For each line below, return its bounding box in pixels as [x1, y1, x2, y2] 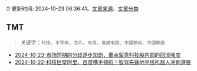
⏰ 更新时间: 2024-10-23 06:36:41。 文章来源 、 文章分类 [6, 5, 139, 12]
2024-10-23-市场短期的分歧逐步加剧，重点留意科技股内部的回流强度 [14, 51, 181, 58]
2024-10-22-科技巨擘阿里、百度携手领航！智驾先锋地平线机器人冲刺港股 [14, 58, 191, 66]
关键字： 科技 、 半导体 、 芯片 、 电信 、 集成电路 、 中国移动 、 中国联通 [20, 39, 165, 46]
